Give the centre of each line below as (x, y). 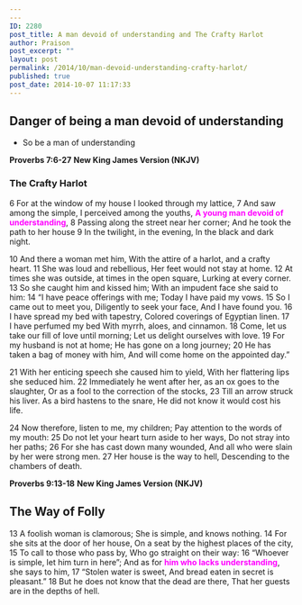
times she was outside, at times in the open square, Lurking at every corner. (150, 278)
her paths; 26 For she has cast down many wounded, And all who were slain (151, 447)
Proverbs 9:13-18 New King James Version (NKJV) (106, 483)
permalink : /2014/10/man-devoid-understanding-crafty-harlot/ (128, 68)
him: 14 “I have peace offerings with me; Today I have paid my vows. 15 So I (150, 297)
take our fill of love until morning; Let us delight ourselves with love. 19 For (147, 335)
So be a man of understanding (78, 143)
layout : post (34, 59)
